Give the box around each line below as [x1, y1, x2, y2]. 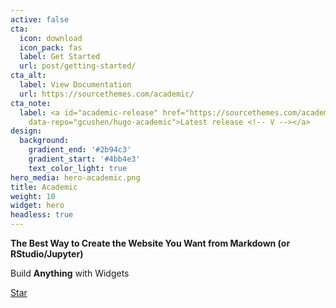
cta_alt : [10, 71, 47, 81]
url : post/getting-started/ [19, 61, 137, 71]
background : [19, 136, 70, 146]
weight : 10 [10, 191, 56, 201]
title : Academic [10, 182, 78, 192]
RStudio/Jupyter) [10, 248, 84, 260]
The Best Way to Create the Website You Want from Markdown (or [10, 237, 291, 249]
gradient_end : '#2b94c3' [28, 145, 132, 155]
